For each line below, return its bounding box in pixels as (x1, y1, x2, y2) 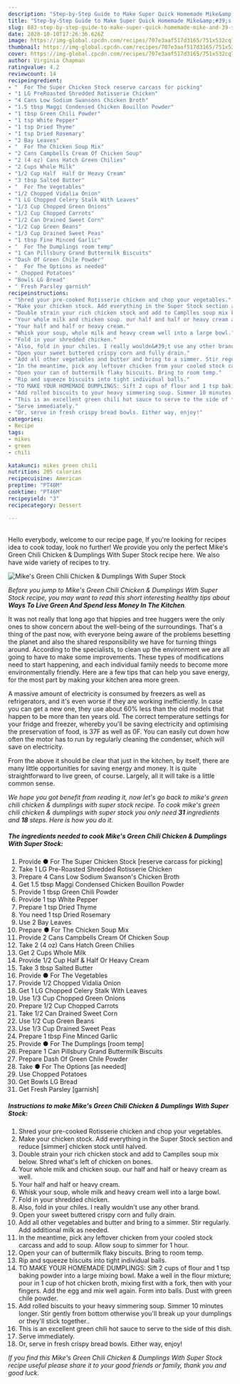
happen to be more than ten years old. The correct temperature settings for (8, 712, 229, 720)
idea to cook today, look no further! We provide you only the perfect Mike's (8, 542, 229, 551)
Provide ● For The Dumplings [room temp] (18, 1040, 145, 1048)
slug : (8, 24, 24, 31)
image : (8, 37, 28, 44)
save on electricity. (8, 742, 63, 751)
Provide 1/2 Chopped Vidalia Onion (18, 979, 121, 987)
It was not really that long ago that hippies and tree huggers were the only (8, 614, 225, 623)
